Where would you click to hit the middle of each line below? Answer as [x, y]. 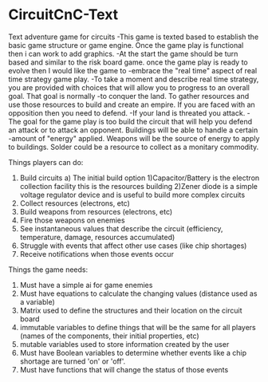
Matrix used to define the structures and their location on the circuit [131, 310]
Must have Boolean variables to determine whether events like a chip [133, 352]
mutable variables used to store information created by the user [124, 344]
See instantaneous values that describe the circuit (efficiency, [121, 228]
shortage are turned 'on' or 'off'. [73, 361]
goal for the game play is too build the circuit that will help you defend [138, 121]
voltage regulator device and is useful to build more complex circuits [132, 195]
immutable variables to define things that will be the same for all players [138, 327]
